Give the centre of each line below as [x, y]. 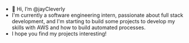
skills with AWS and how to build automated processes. [78, 27]
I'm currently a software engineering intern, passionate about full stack [97, 15]
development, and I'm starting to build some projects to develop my [93, 21]
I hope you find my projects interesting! [59, 34]
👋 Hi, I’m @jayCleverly [38, 9]
